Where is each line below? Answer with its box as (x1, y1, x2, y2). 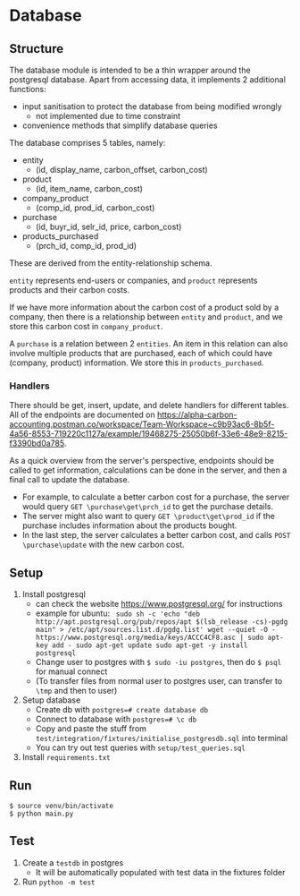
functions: (9, 84, 46, 94)
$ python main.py (9, 809, 74, 818)
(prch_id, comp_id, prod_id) (35, 241, 137, 251)
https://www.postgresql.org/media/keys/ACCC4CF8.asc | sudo (35, 633, 264, 643)
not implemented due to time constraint (35, 111, 181, 121)
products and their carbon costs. (9, 285, 130, 295)
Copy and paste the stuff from (35, 723, 147, 734)
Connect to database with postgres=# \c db (35, 713, 197, 725)
